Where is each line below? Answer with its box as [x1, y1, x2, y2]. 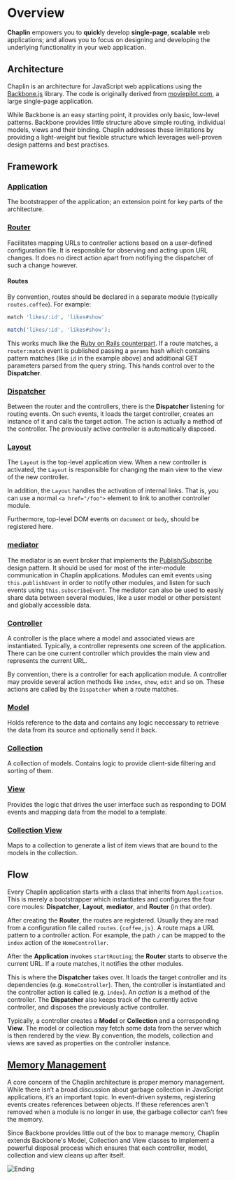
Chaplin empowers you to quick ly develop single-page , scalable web [7, 28, 211, 36]
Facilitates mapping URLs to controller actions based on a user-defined [7, 239, 213, 247]
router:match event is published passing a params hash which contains [7, 346, 211, 355]
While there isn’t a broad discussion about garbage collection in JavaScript [7, 1085, 224, 1094]
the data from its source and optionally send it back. [7, 726, 157, 735]
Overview [7, 5, 65, 21]
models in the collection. [7, 849, 78, 857]
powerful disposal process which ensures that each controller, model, [7, 1144, 208, 1152]
